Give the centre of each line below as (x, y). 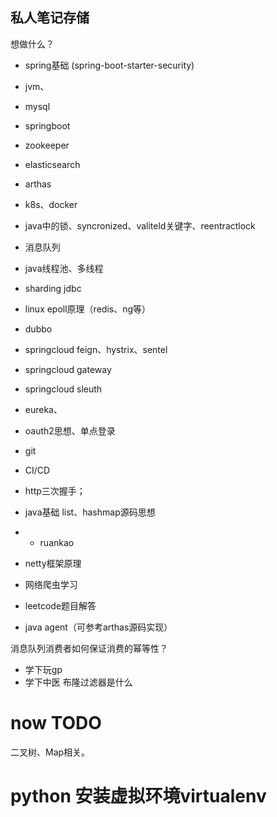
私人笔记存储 (50, 18)
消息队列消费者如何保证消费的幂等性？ (89, 648)
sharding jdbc (53, 288)
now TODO (56, 723)
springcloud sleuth (63, 389)
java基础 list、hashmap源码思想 (90, 512)
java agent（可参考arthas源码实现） (98, 627)
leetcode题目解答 (60, 605)
